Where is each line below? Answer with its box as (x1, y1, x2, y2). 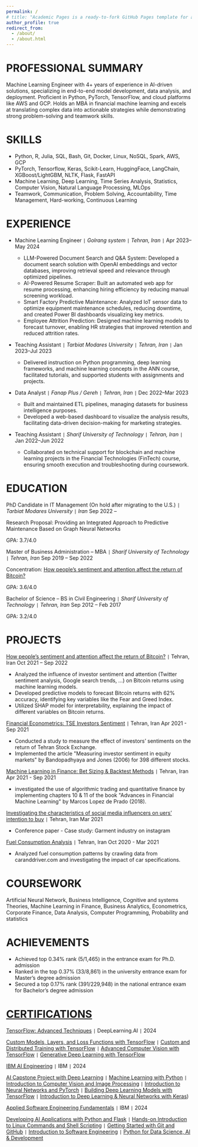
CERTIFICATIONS (6, 1007, 93, 1021)
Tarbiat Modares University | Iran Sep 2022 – (6, 507, 117, 514)
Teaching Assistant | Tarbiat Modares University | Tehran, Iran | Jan (14, 341, 183, 348)
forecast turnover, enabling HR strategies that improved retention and (23, 323, 192, 331)
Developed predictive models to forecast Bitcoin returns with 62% (14, 689, 175, 697)
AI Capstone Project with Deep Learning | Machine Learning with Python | (6, 1074, 187, 1081)
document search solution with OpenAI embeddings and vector (23, 260, 177, 267)
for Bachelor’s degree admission (14, 986, 94, 994)
